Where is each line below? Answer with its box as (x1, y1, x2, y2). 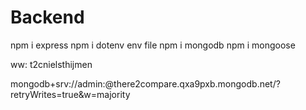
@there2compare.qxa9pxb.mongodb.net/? (104, 77, 281, 90)
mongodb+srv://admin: (10, 77, 106, 90)
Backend (10, 6, 85, 29)
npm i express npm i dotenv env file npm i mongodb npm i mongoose (10, 39, 296, 51)
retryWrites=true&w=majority (10, 88, 131, 100)
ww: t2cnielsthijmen (10, 58, 93, 70)
